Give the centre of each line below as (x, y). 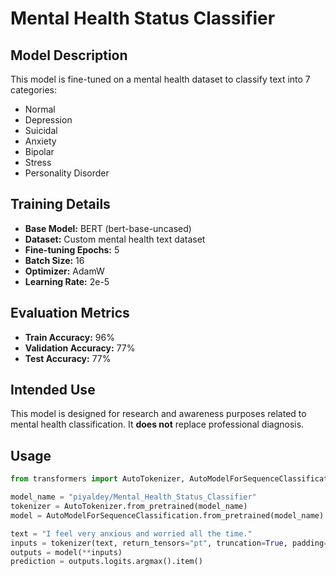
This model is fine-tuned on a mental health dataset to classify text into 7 (160, 79)
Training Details (60, 204)
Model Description (69, 55)
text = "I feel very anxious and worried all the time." (131, 533)
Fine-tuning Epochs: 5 (72, 249)
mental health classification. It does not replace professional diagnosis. (157, 424)
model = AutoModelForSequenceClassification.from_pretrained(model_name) (167, 515)
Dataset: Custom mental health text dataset (115, 239)
